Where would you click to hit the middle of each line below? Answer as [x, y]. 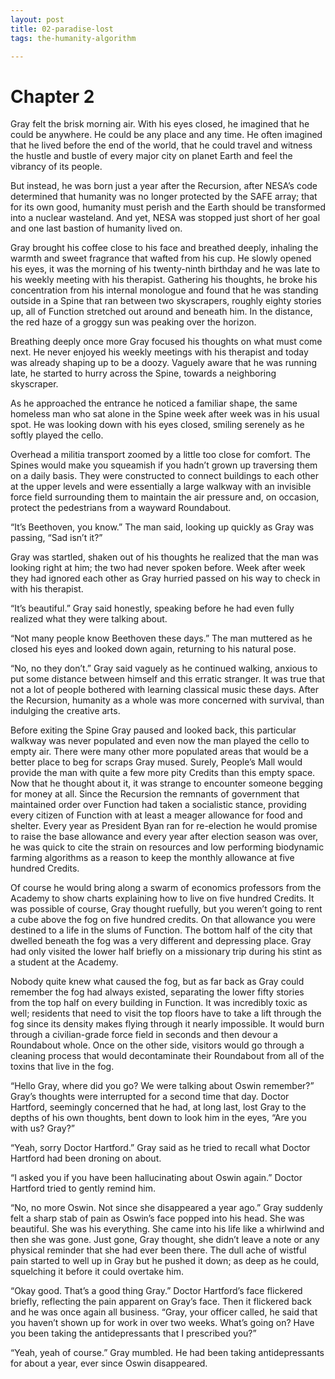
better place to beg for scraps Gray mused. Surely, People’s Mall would [156, 762]
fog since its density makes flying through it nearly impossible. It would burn [167, 1024]
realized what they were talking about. [89, 619]
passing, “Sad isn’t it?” [56, 538]
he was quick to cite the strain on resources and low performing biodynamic [167, 847]
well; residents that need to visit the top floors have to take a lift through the [166, 1013]
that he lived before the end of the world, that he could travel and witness [161, 145]
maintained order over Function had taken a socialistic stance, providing [158, 805]
